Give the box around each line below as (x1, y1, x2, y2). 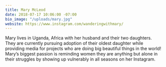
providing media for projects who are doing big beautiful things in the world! (5, 45, 162, 51)
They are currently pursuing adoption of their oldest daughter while (5, 40, 144, 46)
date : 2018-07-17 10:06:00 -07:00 (5, 12, 77, 17)
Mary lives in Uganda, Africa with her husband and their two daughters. (5, 35, 152, 41)
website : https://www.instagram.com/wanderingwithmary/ (5, 21, 124, 26)
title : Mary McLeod (5, 7, 46, 12)
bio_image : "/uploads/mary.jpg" (5, 16, 72, 21)
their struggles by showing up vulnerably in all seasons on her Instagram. (5, 56, 156, 62)
